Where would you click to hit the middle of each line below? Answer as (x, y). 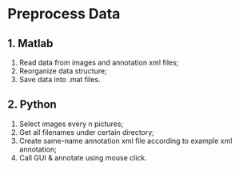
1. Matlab (30, 43)
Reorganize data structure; (63, 71)
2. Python (32, 105)
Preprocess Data (64, 14)
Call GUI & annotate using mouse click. (83, 157)
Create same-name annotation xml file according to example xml (125, 140)
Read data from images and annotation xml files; (99, 62)
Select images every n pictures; (71, 124)
